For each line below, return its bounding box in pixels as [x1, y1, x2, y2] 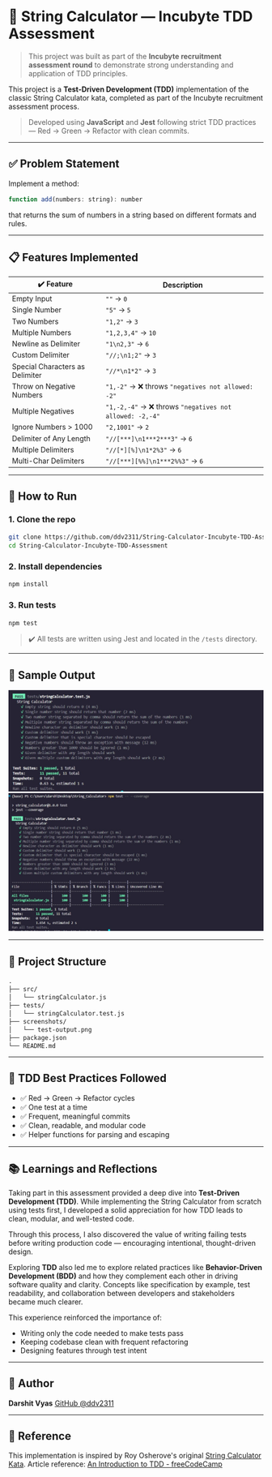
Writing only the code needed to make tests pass [19, 1328, 184, 1337]
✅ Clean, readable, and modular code [19, 1120, 147, 1130]
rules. [8, 218, 28, 228]
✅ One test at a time [19, 1102, 87, 1112]
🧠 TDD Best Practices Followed [8, 1071, 168, 1085]
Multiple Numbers [11, 328, 71, 337]
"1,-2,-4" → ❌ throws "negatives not [104, 401, 232, 412]
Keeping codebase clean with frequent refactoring [19, 1337, 189, 1346]
